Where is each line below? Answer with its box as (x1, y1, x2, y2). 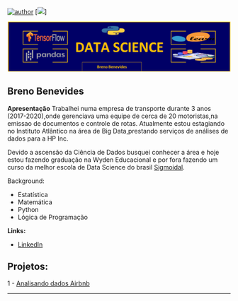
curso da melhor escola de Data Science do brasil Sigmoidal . (7, 163, 186, 171)
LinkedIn (17, 240, 43, 249)
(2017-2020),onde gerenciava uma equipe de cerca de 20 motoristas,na (7, 112, 218, 120)
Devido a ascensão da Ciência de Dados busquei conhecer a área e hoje (7, 148, 220, 156)
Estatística (17, 190, 48, 199)
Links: (7, 226, 26, 235)
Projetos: (7, 260, 48, 272)
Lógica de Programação (17, 213, 89, 221)
